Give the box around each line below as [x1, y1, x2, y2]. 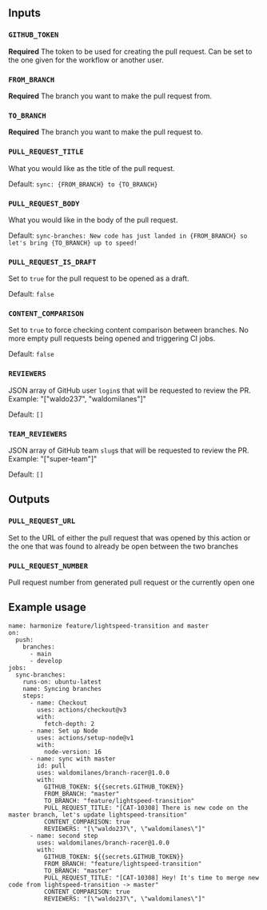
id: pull [37, 761, 66, 770]
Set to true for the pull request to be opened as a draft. [8, 273, 189, 283]
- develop [29, 657, 62, 665]
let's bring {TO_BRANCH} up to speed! [8, 239, 137, 247]
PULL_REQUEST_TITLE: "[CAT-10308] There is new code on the [43, 804, 249, 812]
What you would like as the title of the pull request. [8, 163, 176, 173]
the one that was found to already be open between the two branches [8, 541, 238, 551]
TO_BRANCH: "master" [43, 867, 113, 875]
